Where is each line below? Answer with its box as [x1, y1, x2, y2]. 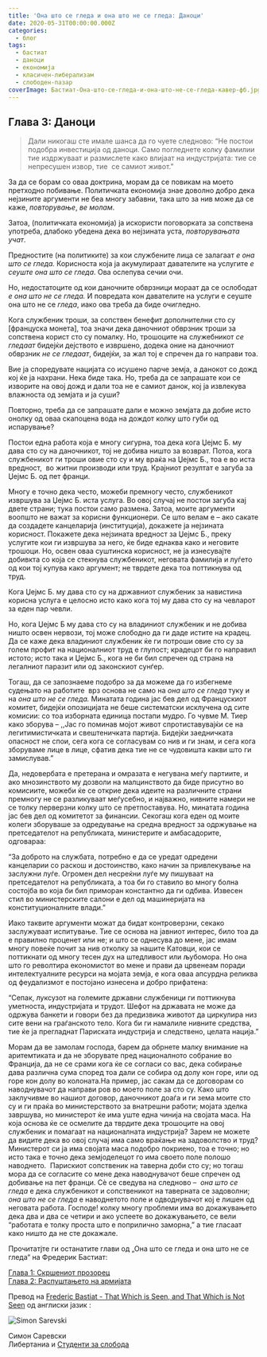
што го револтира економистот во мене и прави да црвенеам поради [8, 961, 246, 971]
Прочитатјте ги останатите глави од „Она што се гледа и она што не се [8, 1244, 250, 1253]
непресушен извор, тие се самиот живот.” [27, 162, 174, 171]
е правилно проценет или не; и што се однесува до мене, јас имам [8, 935, 237, 945]
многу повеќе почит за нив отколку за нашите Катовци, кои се [8, 943, 221, 953]
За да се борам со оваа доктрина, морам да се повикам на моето [8, 177, 234, 187]
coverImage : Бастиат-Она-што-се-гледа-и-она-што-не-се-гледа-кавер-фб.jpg [8, 85, 261, 94]
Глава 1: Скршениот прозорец [8, 1268, 110, 1277]
